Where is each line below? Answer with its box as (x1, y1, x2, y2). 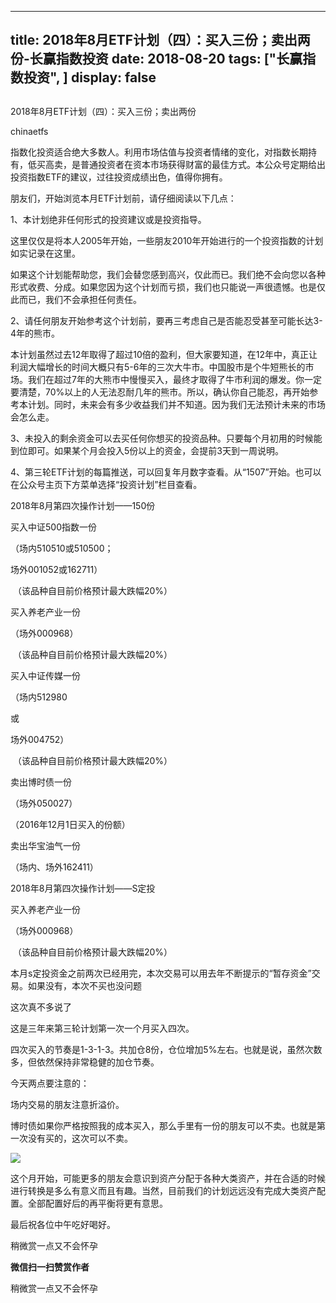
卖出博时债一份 (10, 776, 72, 788)
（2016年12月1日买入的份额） (10, 818, 131, 830)
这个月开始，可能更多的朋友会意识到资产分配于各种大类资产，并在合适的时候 (10, 1172, 326, 1184)
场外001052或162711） (10, 563, 103, 575)
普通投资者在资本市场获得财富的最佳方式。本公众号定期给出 (79, 158, 326, 170)
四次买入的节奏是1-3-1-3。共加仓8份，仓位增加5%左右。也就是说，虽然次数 (10, 1043, 323, 1055)
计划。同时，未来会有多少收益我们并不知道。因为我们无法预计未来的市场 (27, 398, 326, 410)
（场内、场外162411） (10, 861, 99, 873)
